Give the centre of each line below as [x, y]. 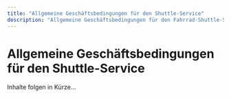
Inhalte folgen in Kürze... [42, 87]
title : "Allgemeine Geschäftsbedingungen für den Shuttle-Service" [106, 13]
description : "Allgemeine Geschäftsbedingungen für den [89, 20]
